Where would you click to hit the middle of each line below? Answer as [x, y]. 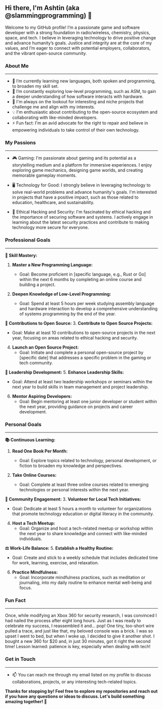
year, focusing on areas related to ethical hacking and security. [75, 337]
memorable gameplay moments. [44, 175]
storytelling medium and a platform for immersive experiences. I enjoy [82, 165]
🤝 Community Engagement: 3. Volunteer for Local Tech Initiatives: [73, 499]
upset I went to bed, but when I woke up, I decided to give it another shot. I [80, 636]
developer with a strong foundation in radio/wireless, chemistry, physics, [78, 32]
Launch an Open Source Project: [45, 347]
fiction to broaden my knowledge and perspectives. [71, 466]
